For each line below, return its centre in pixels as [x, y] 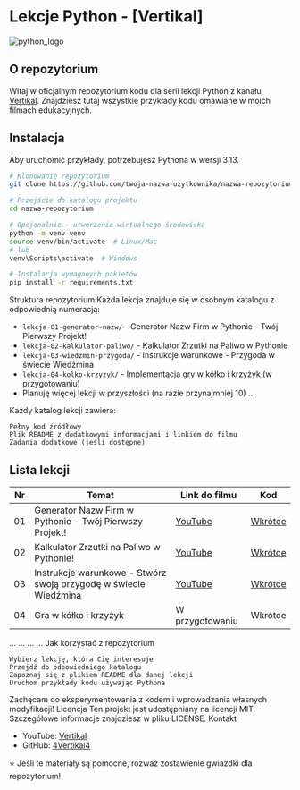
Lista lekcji [39, 470]
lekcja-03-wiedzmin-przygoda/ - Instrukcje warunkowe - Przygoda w [148, 355]
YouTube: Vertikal [54, 736]
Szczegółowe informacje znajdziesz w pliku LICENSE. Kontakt [123, 718]
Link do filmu [208, 495]
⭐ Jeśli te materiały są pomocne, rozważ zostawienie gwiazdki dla [131, 763]
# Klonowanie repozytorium [59, 176]
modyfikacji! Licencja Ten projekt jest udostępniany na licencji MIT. [133, 709]
